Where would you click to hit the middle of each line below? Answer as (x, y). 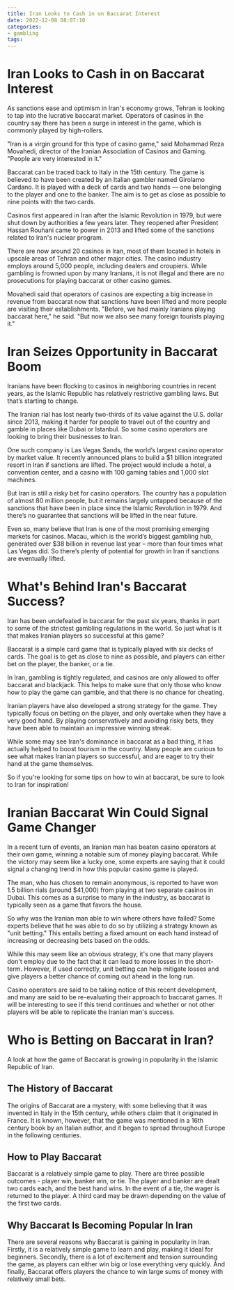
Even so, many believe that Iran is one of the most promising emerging (108, 529)
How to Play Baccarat (55, 1157)
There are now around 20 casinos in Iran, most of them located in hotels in (114, 251)
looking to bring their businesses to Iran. (65, 437)
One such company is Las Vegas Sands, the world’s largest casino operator (116, 450)
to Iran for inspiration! (38, 784)
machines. (22, 479)
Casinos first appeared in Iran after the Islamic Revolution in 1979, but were (115, 215)
